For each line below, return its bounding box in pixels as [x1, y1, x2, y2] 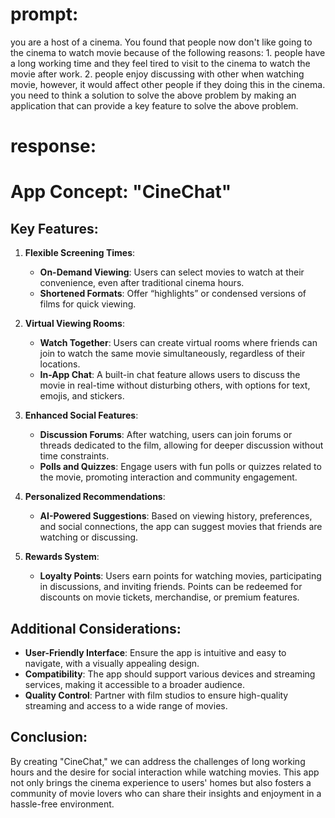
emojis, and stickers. [39, 390, 125, 402]
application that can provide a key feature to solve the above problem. [10, 99, 299, 112]
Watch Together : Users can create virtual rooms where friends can [39, 337, 318, 349]
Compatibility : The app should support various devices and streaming [24, 668, 316, 680]
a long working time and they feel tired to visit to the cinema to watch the [10, 57, 311, 69]
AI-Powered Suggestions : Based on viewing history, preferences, [39, 510, 313, 522]
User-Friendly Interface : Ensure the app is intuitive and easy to [24, 646, 287, 658]
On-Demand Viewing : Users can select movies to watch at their [39, 266, 305, 278]
